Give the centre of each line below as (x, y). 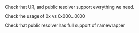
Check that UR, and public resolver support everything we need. (70, 7)
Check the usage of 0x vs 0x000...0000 (45, 16)
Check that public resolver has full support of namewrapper (65, 25)
